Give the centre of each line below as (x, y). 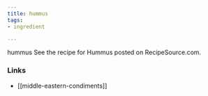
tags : (15, 20)
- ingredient (26, 26)
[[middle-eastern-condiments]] (62, 86)
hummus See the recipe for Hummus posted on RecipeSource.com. (104, 52)
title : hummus (28, 14)
